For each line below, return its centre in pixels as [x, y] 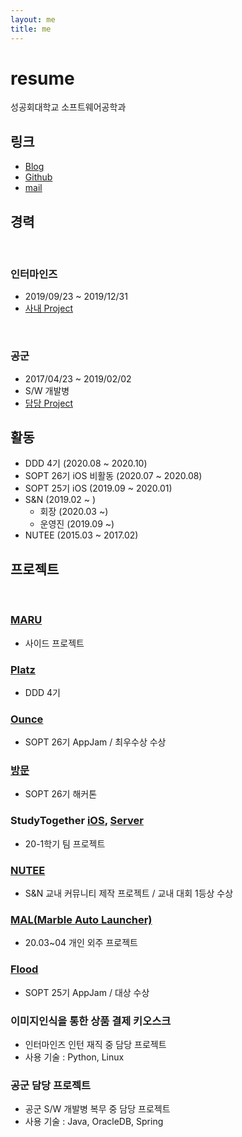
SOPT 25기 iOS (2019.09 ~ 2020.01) [98, 488]
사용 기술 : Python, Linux [74, 1057]
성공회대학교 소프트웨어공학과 [68, 107]
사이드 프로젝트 [54, 643]
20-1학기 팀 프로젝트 [65, 843]
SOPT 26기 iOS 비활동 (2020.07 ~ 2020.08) [113, 476]
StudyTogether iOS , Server [77, 821]
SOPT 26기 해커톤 [61, 794]
